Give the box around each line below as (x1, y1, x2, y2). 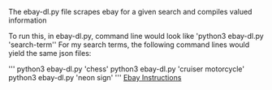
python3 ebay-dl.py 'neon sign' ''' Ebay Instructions (8, 73, 182, 82)
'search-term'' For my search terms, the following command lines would (8, 40, 250, 49)
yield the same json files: (8, 49, 92, 58)
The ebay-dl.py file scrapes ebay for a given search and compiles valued (8, 7, 253, 16)
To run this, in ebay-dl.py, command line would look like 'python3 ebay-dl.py (8, 32, 264, 41)
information (8, 15, 47, 25)
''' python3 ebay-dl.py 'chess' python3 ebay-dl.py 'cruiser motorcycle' (8, 64, 245, 74)
